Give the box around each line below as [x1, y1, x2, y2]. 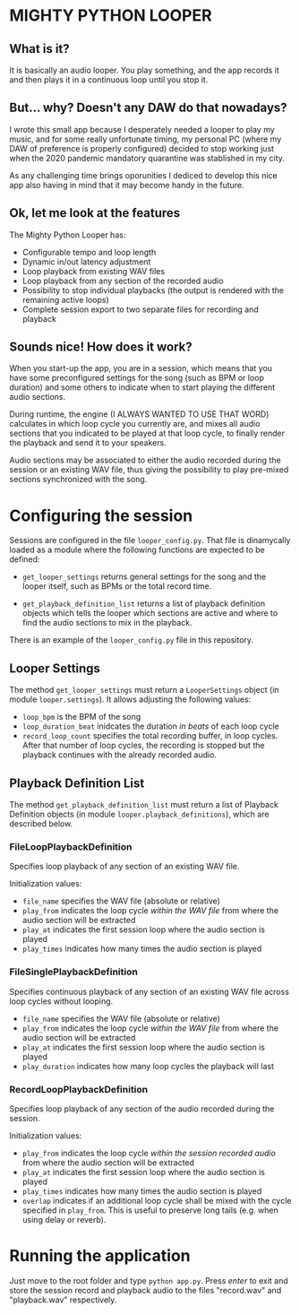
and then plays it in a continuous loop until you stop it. [9, 74, 209, 85]
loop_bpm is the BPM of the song [21, 712, 141, 722]
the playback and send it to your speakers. [9, 437, 167, 448]
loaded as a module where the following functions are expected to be [9, 544, 266, 556]
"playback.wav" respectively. [9, 1294, 117, 1305]
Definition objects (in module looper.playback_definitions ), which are [9, 808, 270, 819]
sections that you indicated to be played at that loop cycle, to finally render [9, 428, 285, 439]
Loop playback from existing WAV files [21, 265, 166, 276]
